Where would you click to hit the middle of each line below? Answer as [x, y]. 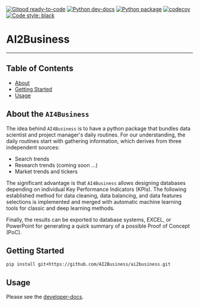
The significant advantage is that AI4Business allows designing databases [96, 183]
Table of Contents [40, 68]
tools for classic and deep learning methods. [60, 208]
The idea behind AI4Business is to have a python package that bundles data [98, 128]
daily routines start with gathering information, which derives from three [94, 141]
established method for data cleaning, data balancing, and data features [94, 195]
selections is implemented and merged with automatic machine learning [94, 202]
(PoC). [14, 232]
